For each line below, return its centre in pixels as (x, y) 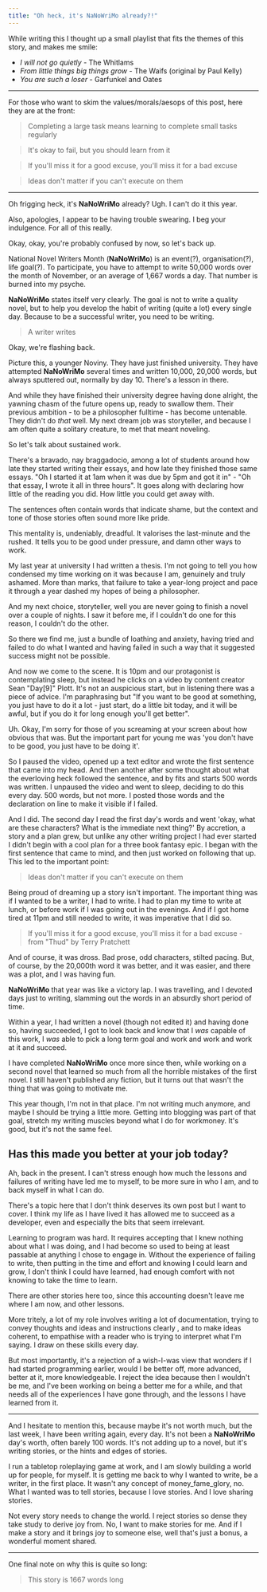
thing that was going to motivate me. (68, 1088)
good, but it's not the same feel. (60, 1129)
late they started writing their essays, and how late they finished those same (133, 468)
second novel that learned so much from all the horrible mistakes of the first (132, 1071)
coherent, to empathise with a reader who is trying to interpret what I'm (125, 1337)
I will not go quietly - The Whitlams (77, 62)
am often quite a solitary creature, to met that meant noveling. (109, 429)
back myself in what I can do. (56, 1190)
